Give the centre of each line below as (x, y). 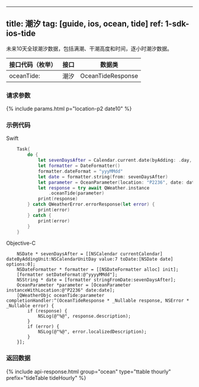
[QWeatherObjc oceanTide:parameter (61, 296)
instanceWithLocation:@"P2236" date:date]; (61, 290)
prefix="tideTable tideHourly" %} (46, 378)
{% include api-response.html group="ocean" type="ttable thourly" (89, 372)
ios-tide (21, 33)
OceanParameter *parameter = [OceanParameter (74, 285)
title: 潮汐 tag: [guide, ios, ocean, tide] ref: (85, 24)
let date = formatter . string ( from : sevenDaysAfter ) (103, 177)
